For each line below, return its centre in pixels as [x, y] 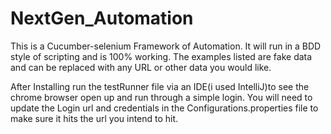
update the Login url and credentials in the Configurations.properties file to [164, 108]
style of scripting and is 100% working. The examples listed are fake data [161, 56]
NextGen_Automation [102, 18]
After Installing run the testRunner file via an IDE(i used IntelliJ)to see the [160, 86]
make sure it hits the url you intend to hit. [94, 118]
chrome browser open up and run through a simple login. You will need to [161, 97]
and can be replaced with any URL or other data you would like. [141, 67]
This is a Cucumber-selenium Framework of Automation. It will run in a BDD [166, 46]
